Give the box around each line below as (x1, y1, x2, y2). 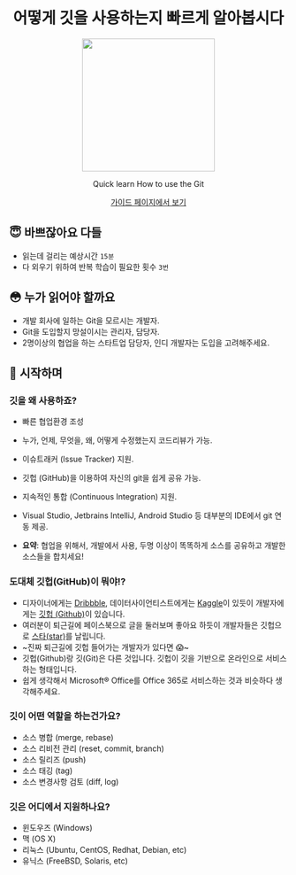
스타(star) (31, 631, 66, 641)
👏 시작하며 (9, 365, 64, 381)
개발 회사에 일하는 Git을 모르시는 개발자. (21, 315, 161, 326)
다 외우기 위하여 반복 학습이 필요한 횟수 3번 (21, 261, 170, 272)
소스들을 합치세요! (21, 551, 84, 562)
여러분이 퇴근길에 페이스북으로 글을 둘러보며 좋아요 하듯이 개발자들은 (21, 619, 259, 630)
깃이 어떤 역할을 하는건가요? (9, 710, 121, 723)
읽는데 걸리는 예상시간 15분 (21, 250, 115, 261)
